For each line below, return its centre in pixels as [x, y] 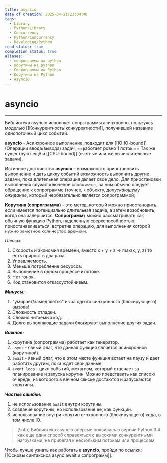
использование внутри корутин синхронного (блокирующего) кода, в [86, 414]
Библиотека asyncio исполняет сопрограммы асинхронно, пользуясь [79, 122]
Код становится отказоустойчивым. [50, 282]
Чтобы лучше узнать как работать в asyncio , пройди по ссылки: [74, 450]
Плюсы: [13, 240]
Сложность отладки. [34, 312]
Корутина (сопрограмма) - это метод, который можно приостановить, [81, 205]
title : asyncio [21, 10]
